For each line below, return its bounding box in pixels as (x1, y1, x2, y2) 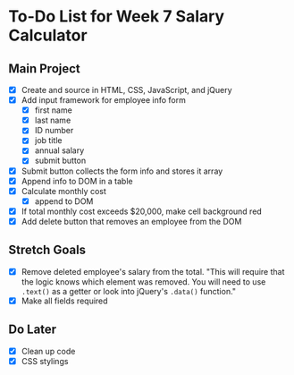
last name (34, 115, 71, 126)
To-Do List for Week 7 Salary (8, 6, 225, 27)
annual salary (34, 145, 85, 156)
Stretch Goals (8, 243, 87, 258)
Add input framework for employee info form (21, 95, 187, 106)
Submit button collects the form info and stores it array (21, 166, 223, 176)
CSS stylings (21, 355, 69, 366)
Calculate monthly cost (21, 185, 106, 196)
